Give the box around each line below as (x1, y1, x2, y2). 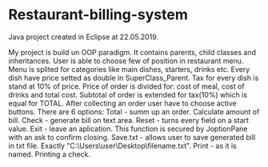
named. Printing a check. (8, 149, 90, 159)
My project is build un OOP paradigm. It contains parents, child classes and (8, 47, 256, 57)
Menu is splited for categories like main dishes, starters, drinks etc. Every (8, 64, 250, 74)
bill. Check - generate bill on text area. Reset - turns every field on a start (8, 115, 250, 125)
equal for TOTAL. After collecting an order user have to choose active (8, 98, 238, 108)
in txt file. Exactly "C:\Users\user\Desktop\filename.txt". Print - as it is (8, 141, 238, 150)
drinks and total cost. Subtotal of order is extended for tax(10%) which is (8, 89, 248, 99)
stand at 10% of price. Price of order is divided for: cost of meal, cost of (8, 82, 246, 91)
